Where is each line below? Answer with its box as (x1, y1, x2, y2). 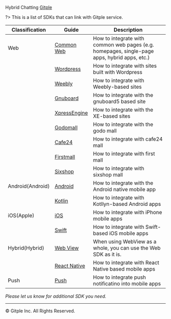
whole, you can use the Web (93, 245, 161, 251)
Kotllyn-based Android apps (93, 201, 161, 207)
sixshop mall (93, 171, 123, 178)
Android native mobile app (93, 186, 156, 193)
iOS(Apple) (8, 212, 35, 219)
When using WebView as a (93, 238, 157, 245)
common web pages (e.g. (93, 41, 154, 48)
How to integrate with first (93, 150, 155, 157)
